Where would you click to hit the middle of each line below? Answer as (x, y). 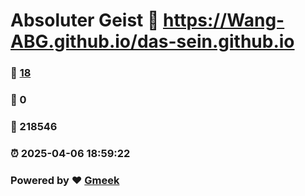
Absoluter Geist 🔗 (85, 20)
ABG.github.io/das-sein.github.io (152, 41)
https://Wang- (223, 20)
